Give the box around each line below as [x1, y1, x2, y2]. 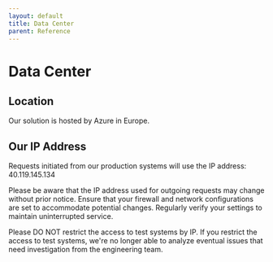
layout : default [8, 11, 63, 20]
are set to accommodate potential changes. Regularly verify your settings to [8, 203, 262, 212]
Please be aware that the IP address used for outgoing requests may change [8, 186, 265, 195]
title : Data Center [8, 20, 75, 28]
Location [8, 94, 54, 108]
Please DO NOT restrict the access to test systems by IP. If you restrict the [8, 227, 258, 237]
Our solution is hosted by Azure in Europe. [8, 116, 150, 126]
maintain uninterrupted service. [8, 212, 114, 221]
